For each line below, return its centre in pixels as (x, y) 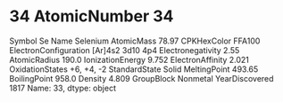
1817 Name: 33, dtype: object (62, 88)
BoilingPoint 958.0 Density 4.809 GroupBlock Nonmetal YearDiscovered (141, 78)
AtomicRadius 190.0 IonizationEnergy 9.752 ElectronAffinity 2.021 (129, 59)
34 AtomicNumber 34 (92, 16)
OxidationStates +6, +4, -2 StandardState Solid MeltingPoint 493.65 (134, 69)
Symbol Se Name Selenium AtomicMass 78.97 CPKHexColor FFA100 (135, 41)
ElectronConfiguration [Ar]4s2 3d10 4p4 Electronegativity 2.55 (125, 50)
